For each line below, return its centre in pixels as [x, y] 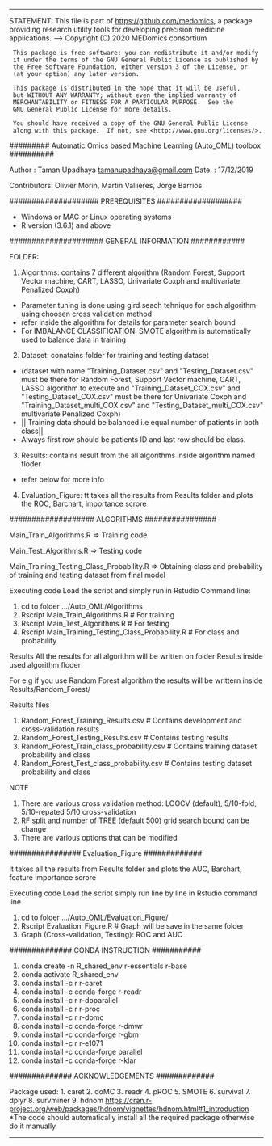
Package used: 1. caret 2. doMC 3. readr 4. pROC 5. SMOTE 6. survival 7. [130, 1091]
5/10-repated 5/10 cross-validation [78, 812]
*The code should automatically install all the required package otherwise [132, 1117]
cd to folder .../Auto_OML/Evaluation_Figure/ [94, 917]
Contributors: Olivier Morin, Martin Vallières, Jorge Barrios [106, 185]
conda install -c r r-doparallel [69, 1000]
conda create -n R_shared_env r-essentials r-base [104, 966]
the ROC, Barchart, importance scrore [84, 503]
